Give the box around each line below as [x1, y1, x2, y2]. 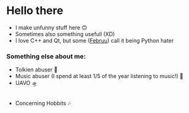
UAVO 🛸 [15, 79, 38, 87]
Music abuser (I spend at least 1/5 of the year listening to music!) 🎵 [15, 73, 183, 80]
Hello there [6, 4, 64, 18]
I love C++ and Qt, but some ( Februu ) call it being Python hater [15, 37, 174, 44]
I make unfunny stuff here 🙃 [15, 24, 87, 31]
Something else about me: [6, 52, 86, 60]
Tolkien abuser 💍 [15, 66, 58, 73]
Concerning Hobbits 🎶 [15, 99, 72, 107]
